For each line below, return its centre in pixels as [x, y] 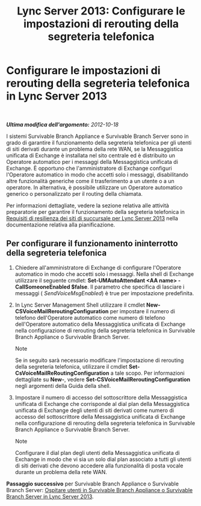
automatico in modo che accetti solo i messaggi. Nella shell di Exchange [104, 274]
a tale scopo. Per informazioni [147, 373]
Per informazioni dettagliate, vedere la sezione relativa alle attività [88, 205]
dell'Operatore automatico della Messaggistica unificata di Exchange [100, 324]
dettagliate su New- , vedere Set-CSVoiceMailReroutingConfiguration [103, 379]
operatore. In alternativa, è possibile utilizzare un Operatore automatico [94, 187]
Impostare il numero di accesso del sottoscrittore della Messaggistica [101, 397]
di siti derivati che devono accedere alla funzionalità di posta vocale [99, 466]
